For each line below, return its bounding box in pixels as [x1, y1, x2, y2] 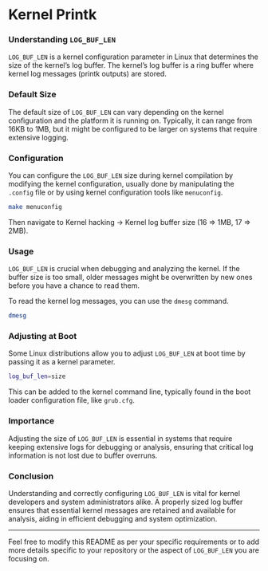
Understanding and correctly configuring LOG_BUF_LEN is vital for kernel [8, 488, 241, 498]
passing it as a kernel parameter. [8, 357, 116, 367]
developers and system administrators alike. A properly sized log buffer [8, 497, 243, 506]
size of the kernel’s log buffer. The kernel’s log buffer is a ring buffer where [8, 61, 254, 70]
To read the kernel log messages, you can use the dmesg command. [8, 297, 229, 306]
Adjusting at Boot [8, 331, 77, 342]
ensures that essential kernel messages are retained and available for [8, 505, 237, 515]
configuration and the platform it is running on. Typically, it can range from [8, 116, 253, 125]
